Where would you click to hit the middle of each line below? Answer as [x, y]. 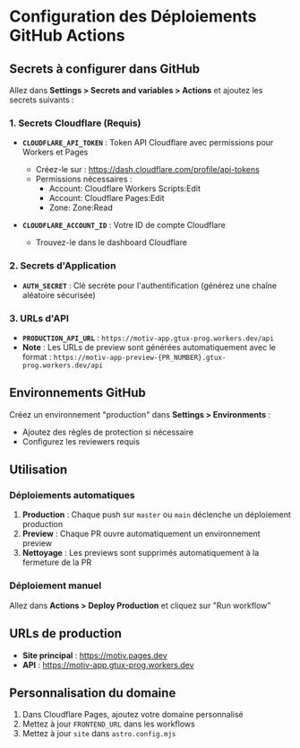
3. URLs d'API [39, 318]
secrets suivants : [42, 100]
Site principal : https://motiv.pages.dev [94, 655]
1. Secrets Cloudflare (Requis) [75, 123]
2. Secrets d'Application [63, 266]
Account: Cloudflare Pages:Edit [107, 198]
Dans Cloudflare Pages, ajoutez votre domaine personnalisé [133, 715]
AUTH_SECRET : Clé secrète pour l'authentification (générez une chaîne [150, 286]
